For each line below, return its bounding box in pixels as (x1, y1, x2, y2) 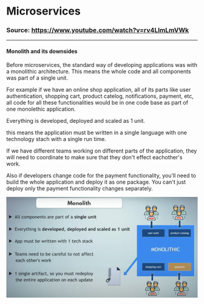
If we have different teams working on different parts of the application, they (6, 147, 197, 154)
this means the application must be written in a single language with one (6, 129, 187, 136)
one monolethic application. (6, 105, 76, 112)
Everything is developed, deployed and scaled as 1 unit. (6, 117, 146, 124)
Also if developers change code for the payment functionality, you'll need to (6, 171, 196, 179)
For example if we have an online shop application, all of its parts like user (6, 86, 191, 93)
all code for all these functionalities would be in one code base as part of (6, 98, 188, 106)
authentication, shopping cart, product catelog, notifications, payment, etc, (6, 92, 194, 100)
